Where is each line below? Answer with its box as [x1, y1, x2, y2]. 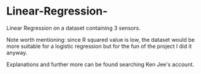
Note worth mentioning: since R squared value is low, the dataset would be [6, 36, 195, 43]
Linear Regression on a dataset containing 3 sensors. [6, 24, 141, 32]
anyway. [6, 49, 28, 56]
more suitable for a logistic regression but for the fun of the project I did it [6, 42, 192, 50]
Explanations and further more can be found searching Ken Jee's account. [6, 61, 195, 68]
